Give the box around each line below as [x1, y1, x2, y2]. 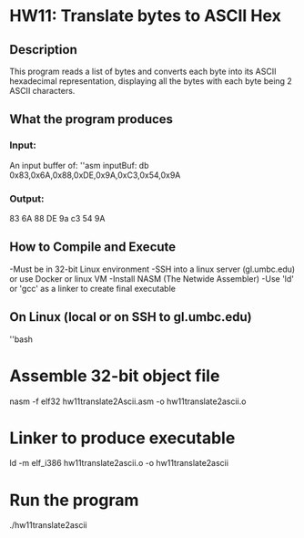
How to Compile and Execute [9, 239, 177, 255]
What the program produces [9, 111, 174, 128]
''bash [9, 334, 34, 345]
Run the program [9, 490, 139, 511]
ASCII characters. [9, 86, 76, 96]
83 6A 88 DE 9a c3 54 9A [9, 212, 106, 223]
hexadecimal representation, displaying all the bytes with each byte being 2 [9, 76, 293, 87]
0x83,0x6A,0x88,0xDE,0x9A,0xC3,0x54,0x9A [9, 170, 181, 181]
